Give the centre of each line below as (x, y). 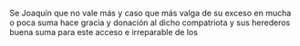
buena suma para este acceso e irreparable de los (104, 32)
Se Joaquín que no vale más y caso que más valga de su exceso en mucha (150, 13)
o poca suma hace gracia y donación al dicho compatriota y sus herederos (150, 23)
